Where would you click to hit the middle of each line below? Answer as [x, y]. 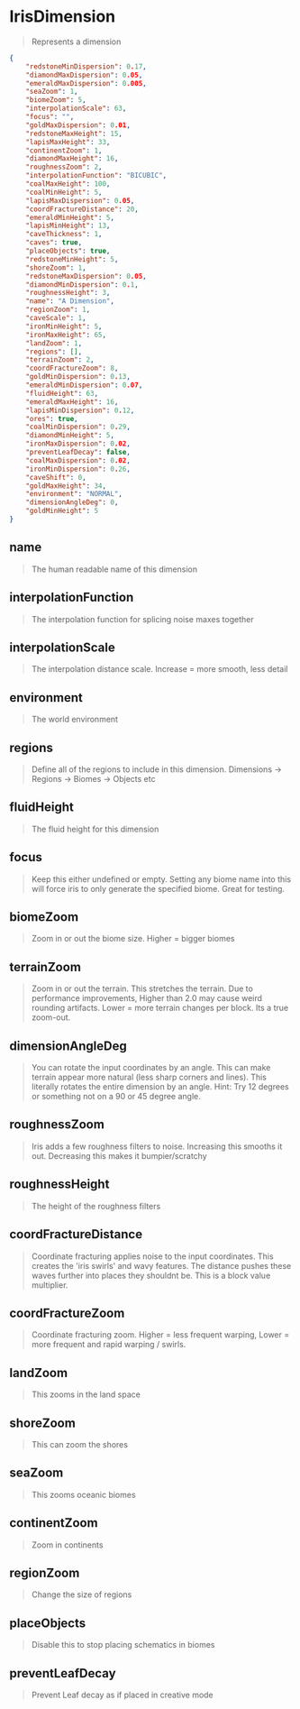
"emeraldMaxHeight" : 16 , [72, 402]
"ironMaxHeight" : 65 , [66, 335]
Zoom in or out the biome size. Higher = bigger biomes [133, 939]
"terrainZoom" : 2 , [60, 360]
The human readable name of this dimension [114, 569]
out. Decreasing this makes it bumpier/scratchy [119, 1155]
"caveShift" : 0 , [56, 477]
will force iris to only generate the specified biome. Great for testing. [158, 888]
